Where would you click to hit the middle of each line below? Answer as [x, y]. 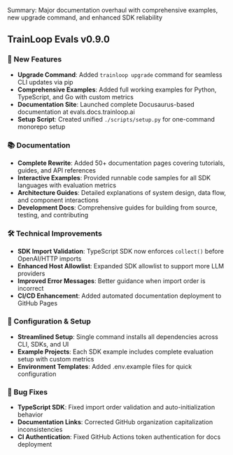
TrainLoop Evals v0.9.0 [59, 39]
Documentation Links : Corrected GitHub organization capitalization [115, 421]
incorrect [30, 289]
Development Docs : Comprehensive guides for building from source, [117, 207]
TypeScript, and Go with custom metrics [76, 96]
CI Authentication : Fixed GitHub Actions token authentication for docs [119, 437]
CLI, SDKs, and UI [43, 344]
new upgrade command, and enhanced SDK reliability [85, 17]
